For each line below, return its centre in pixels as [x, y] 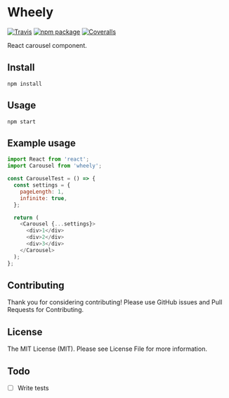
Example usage [41, 143]
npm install [25, 84]
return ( [26, 218]
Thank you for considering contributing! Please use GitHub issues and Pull [115, 302]
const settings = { [42, 185]
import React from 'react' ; [48, 159]
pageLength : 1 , [42, 192]
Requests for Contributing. [46, 310]
